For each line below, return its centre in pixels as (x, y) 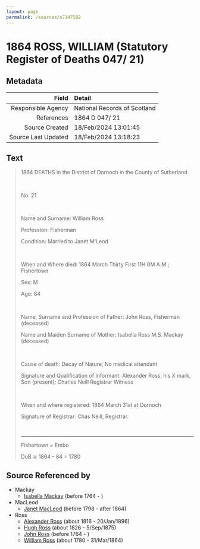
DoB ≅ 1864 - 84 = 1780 (51, 457)
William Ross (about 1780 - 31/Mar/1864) (73, 540)
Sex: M (29, 283)
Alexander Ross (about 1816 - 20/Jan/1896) (76, 522)
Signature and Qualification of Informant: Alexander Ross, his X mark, (106, 376)
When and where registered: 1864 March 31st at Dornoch (91, 405)
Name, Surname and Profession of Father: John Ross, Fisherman (100, 317)
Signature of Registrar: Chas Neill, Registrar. (75, 416)
